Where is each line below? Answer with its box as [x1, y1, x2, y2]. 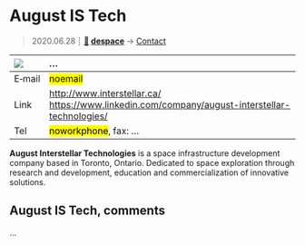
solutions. [9, 176, 46, 187]
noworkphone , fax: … [49, 124, 140, 137]
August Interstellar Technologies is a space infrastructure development [9, 147, 280, 159]
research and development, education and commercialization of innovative [9, 167, 289, 178]
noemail [49, 72, 84, 84]
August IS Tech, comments [9, 203, 166, 219]
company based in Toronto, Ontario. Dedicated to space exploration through [9, 157, 295, 168]
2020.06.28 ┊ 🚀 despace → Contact [31, 35, 166, 46]
